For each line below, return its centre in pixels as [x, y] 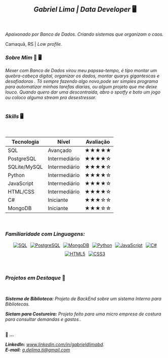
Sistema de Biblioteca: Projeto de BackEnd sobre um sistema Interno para [83, 299]
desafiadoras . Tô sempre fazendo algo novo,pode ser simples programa [82, 81]
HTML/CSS [21, 192]
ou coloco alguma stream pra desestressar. [51, 98]
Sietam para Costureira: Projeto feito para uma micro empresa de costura [83, 314]
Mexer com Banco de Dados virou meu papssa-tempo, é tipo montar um [81, 71]
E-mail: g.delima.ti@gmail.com [38, 350]
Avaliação [98, 142]
